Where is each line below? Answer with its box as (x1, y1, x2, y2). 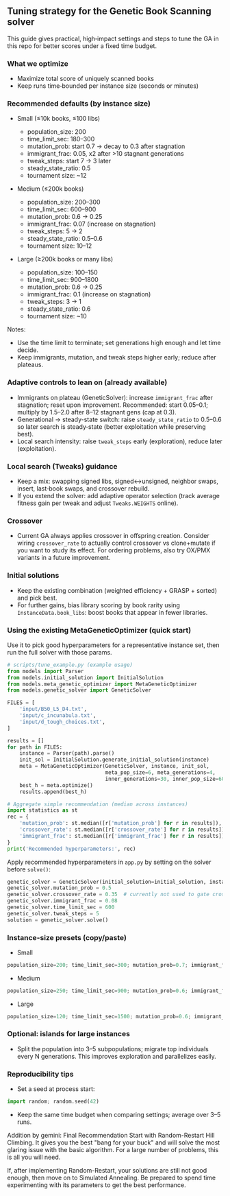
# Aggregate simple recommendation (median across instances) (7, 801, 188, 808)
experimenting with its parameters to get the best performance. (7, 1181, 186, 1189)
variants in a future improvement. (16, 554, 111, 562)
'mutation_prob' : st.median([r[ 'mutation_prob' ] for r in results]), (19, 820, 222, 827)
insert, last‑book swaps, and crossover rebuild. (16, 484, 150, 493)
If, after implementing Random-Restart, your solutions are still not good (7, 1166, 207, 1175)
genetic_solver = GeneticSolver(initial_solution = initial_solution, (7, 878, 207, 885)
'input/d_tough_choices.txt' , (19, 718, 106, 725)
